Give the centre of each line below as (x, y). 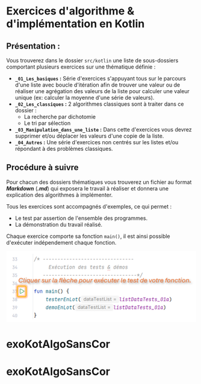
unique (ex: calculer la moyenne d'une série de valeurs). (85, 98)
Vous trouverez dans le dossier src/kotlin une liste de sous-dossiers (92, 60)
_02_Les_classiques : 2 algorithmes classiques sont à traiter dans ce (99, 104)
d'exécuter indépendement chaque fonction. (61, 242)
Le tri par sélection (47, 123)
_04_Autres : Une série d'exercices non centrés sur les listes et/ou (97, 142)
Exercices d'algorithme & (70, 11)
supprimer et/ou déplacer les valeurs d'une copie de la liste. (89, 136)
